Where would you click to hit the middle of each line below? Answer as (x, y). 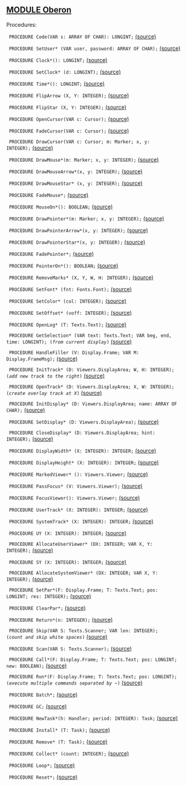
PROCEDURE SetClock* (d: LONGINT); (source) (65, 72)
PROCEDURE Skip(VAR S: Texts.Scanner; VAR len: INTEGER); (84, 631)
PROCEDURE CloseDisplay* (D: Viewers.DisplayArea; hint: (82, 433)
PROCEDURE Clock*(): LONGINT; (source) (58, 60)
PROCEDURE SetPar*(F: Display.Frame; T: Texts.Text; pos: (84, 590)
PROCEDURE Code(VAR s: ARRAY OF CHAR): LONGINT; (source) (82, 36)
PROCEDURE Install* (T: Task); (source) (60, 729)
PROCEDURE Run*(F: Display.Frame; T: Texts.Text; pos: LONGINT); (93, 677)
